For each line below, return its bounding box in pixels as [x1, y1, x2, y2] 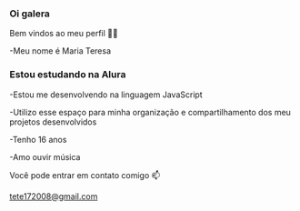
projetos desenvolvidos [9, 116, 97, 127]
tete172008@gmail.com [9, 190, 98, 202]
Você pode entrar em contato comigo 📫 [9, 169, 161, 180]
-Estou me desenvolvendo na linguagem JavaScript [9, 89, 203, 100]
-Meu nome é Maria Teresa [9, 45, 112, 56]
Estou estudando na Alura [9, 68, 126, 81]
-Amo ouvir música [9, 151, 81, 162]
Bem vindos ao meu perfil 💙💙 [9, 28, 118, 39]
